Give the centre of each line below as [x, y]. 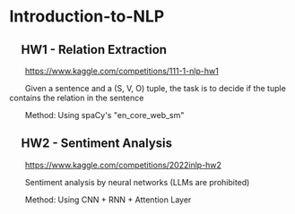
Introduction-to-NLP [87, 17]
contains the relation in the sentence [77, 98]
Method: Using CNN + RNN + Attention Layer [108, 200]
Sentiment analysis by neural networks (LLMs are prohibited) [138, 182]
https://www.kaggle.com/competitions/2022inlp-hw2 [124, 165]
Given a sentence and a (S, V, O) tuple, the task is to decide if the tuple [156, 88]
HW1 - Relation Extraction [94, 50]
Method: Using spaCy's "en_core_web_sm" [105, 115]
